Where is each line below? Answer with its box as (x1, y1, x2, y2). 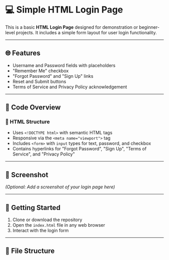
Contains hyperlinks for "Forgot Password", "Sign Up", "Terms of (12, 146, 147, 152)
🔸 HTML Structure (5, 118, 50, 125)
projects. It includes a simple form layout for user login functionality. (16, 29, 157, 35)
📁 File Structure (5, 247, 55, 255)
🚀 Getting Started (5, 203, 61, 212)
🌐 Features (5, 49, 41, 58)
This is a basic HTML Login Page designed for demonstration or (5, 24, 138, 30)
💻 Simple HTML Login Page (5, 4, 123, 16)
